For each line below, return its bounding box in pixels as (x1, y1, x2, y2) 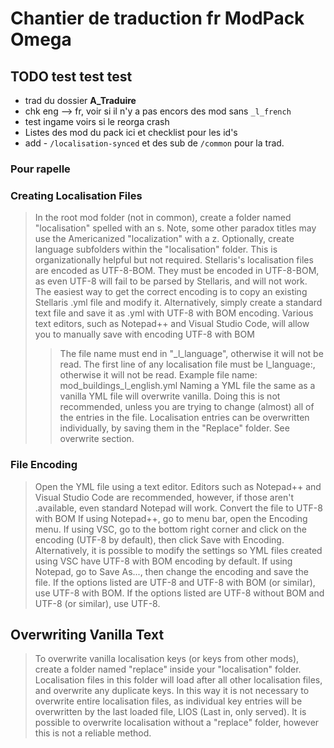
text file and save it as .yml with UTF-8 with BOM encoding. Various (34, 307, 314, 319)
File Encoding (10, 458, 78, 472)
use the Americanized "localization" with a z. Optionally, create (34, 233, 295, 245)
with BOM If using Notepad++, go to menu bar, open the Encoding (34, 512, 308, 524)
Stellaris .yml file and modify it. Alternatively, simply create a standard (34, 297, 323, 309)
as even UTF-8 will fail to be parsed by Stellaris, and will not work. (34, 275, 308, 287)
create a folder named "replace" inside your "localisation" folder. (34, 663, 302, 676)
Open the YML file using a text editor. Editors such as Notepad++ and (34, 480, 322, 492)
